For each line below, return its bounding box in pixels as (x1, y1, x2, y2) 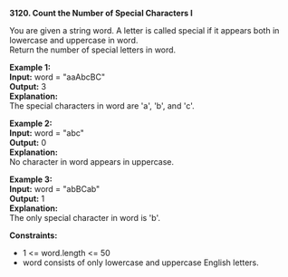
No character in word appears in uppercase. (9, 157, 175, 167)
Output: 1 (9, 194, 45, 204)
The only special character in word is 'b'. (9, 213, 161, 223)
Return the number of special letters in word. (9, 44, 177, 55)
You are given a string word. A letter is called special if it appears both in (9, 25, 280, 35)
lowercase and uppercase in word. (9, 35, 139, 45)
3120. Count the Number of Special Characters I (9, 8, 193, 18)
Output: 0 (9, 138, 47, 148)
